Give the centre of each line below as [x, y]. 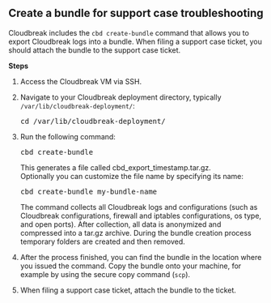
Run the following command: [68, 136]
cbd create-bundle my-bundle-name [89, 191]
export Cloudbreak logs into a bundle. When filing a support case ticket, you [135, 41]
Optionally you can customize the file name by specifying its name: [132, 176]
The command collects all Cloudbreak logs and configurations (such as [139, 207]
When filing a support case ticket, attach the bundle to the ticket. [128, 290]
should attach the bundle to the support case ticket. [95, 50]
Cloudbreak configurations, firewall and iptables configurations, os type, [140, 216]
